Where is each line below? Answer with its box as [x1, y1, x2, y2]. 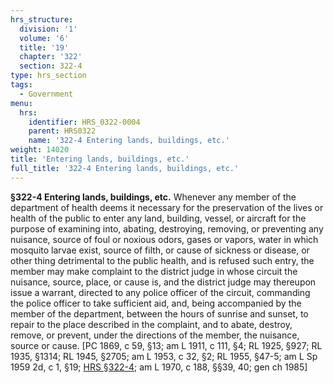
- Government [19, 89, 74, 99]
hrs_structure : [10, 14, 74, 25]
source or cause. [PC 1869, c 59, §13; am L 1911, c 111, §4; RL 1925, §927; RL [10, 339, 323, 351]
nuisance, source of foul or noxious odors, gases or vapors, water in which [10, 233, 319, 245]
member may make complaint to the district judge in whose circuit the [10, 265, 298, 277]
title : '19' [19, 42, 70, 53]
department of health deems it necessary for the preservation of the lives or [10, 201, 324, 213]
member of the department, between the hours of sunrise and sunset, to [10, 307, 309, 320]
